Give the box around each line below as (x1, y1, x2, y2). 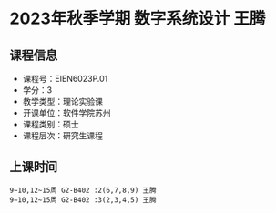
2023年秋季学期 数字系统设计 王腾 (9, 8, 266, 29)
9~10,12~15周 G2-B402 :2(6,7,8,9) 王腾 (9, 186, 157, 195)
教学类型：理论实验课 (22, 96, 103, 106)
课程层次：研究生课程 (22, 130, 103, 141)
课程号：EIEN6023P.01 (22, 74, 108, 84)
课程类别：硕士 (22, 119, 79, 129)
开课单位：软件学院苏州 (22, 107, 111, 118)
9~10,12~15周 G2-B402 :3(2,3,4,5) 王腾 (9, 195, 157, 205)
